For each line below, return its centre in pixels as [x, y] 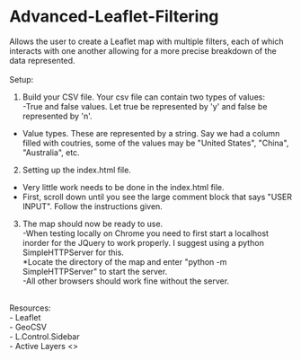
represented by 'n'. [57, 116]
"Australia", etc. [51, 152]
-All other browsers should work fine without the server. [126, 281]
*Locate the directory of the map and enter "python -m [124, 261]
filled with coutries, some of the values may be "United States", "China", [155, 143]
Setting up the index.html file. [77, 170]
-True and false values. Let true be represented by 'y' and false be [145, 106]
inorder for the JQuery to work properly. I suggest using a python [143, 242]
